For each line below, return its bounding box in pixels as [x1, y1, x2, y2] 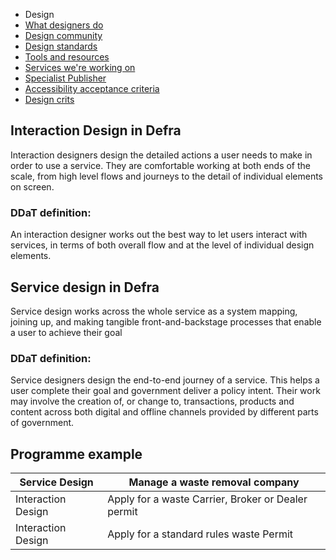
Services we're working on [24, 62, 136, 73]
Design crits [24, 94, 75, 105]
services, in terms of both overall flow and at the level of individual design [10, 239, 315, 251]
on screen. [10, 180, 55, 193]
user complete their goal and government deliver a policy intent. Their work [10, 385, 321, 397]
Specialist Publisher [24, 72, 107, 84]
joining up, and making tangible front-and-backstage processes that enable [10, 315, 322, 328]
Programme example [10, 445, 143, 463]
